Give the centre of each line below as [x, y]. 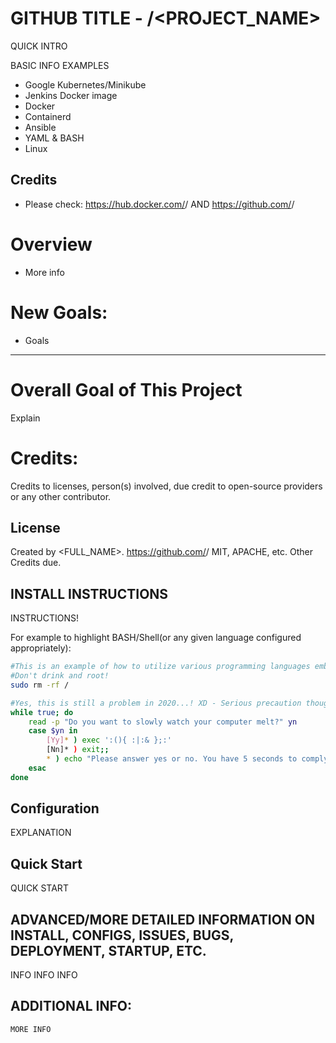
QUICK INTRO [39, 46]
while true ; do [42, 712]
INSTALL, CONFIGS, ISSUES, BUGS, [122, 935]
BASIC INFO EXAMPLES [60, 65]
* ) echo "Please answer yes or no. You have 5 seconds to [172, 759]
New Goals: [59, 312]
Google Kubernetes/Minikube [85, 84]
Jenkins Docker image [71, 95]
